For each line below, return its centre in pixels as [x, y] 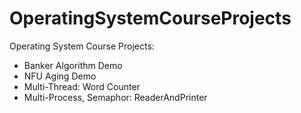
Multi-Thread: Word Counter [82, 86]
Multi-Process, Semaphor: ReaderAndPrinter [115, 97]
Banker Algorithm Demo [73, 65]
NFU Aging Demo [60, 76]
